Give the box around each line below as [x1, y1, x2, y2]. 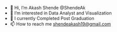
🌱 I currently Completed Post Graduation [10, 15, 94, 21]
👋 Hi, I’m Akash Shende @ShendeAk [10, 5, 86, 10]
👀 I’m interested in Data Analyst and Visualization [10, 10, 112, 16]
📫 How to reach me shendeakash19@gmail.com [10, 21, 111, 27]
